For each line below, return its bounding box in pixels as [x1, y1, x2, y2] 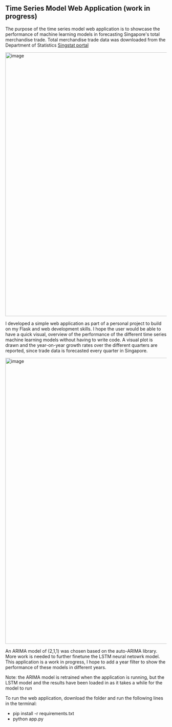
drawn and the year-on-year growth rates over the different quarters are [5, 342, 158, 348]
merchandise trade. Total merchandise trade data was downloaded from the [5, 36, 166, 43]
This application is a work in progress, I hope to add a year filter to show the [5, 658, 166, 665]
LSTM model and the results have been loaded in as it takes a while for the [5, 679, 163, 686]
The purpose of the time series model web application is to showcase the [5, 26, 160, 32]
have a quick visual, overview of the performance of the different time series [5, 331, 167, 337]
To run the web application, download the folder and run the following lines [5, 695, 164, 701]
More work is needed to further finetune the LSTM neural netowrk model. [5, 653, 160, 659]
